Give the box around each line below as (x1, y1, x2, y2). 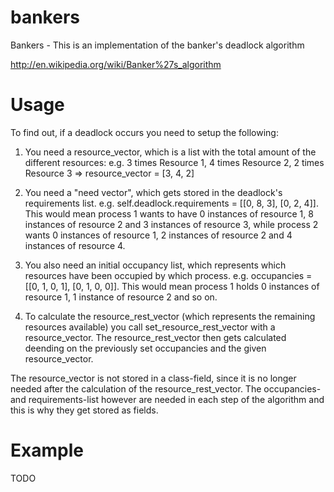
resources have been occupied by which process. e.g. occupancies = (24, 269, 313, 281)
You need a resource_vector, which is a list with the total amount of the (24, 146, 317, 158)
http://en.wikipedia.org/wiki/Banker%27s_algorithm (10, 58, 222, 70)
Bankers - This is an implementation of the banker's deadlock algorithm (10, 39, 305, 51)
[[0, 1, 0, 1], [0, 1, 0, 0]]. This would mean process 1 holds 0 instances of (24, 280, 320, 292)
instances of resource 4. (24, 239, 126, 251)
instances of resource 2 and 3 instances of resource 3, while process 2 (24, 218, 319, 230)
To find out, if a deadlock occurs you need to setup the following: (10, 126, 279, 138)
